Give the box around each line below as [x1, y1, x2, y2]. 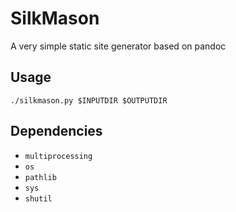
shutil [24, 193, 53, 204]
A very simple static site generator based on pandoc [10, 40, 227, 52]
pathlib [24, 172, 57, 182]
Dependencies [10, 123, 103, 140]
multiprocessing [24, 151, 93, 161]
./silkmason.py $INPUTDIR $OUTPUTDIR [10, 95, 168, 106]
